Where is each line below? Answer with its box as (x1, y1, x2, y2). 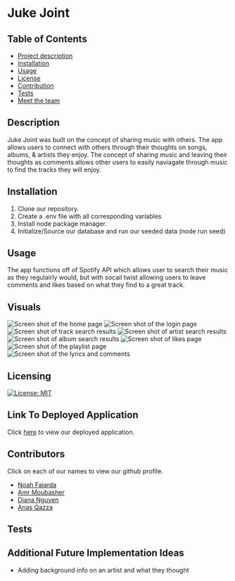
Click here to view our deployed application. (7, 428, 135, 436)
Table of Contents (7, 33, 88, 45)
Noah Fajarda (17, 480, 57, 489)
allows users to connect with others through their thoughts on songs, (7, 143, 208, 151)
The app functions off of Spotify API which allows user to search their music (7, 266, 229, 274)
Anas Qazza (17, 503, 53, 511)
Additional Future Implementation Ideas (7, 547, 184, 559)
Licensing (7, 370, 51, 382)
